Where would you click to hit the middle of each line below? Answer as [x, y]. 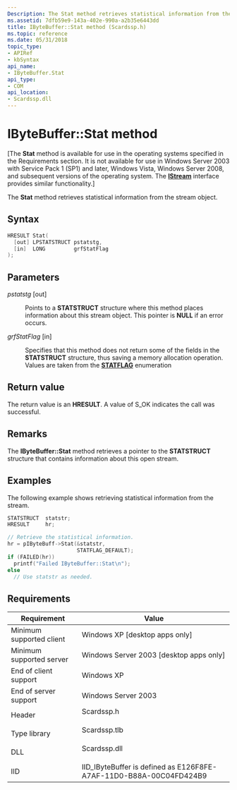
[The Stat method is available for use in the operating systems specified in [116, 153]
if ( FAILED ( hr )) [31, 557]
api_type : [22, 79]
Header [23, 715]
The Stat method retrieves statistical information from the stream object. [113, 197]
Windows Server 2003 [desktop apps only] [153, 655]
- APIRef [20, 54]
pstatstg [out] [27, 294]
